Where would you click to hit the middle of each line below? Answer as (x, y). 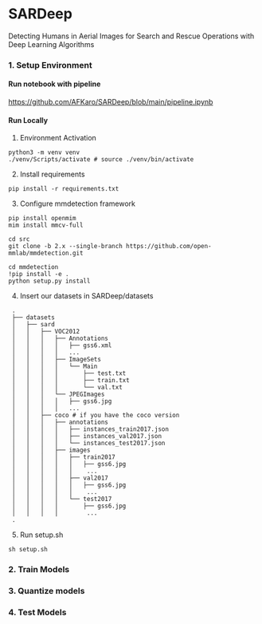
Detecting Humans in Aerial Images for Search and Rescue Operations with (131, 36)
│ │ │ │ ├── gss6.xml (62, 346)
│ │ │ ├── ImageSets (57, 360)
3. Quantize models (47, 591)
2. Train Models (39, 570)
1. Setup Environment (51, 65)
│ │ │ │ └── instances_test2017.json (88, 444)
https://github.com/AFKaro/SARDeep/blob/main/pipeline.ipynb (111, 102)
